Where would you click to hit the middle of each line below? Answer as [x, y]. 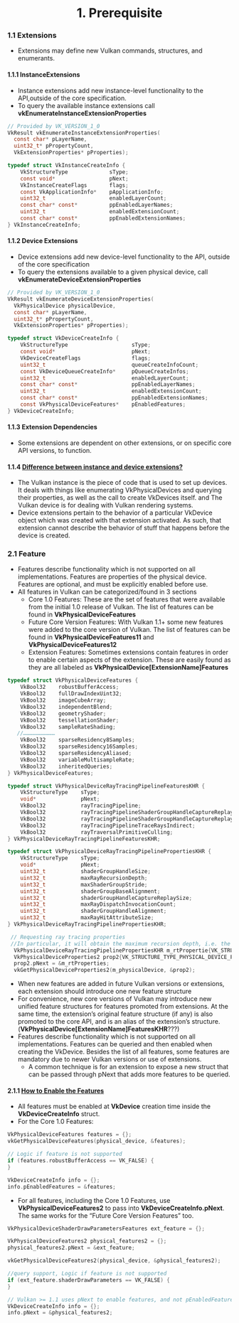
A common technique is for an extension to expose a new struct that [128, 1067]
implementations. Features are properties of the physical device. [112, 577]
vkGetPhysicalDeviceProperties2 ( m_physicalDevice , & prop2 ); [105, 970]
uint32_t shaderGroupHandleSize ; [86, 872]
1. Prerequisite [119, 13]
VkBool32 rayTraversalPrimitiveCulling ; [97, 832]
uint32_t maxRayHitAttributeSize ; [87, 918]
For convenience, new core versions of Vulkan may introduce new [115, 999]
